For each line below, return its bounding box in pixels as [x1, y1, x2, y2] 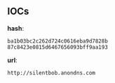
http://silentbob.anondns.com [7, 69, 96, 76]
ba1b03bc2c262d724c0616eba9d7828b [7, 38, 109, 45]
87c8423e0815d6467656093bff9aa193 [7, 43, 109, 51]
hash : [7, 24, 25, 32]
